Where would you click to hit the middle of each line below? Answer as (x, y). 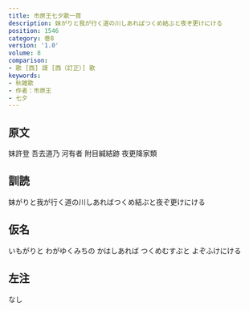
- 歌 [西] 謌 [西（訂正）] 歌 (52, 68)
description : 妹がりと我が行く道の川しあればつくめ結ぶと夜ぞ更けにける (116, 23)
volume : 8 (25, 53)
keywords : (25, 76)
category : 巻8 (31, 38)
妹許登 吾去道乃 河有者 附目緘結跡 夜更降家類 (83, 153)
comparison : (28, 61)
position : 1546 (34, 31)
